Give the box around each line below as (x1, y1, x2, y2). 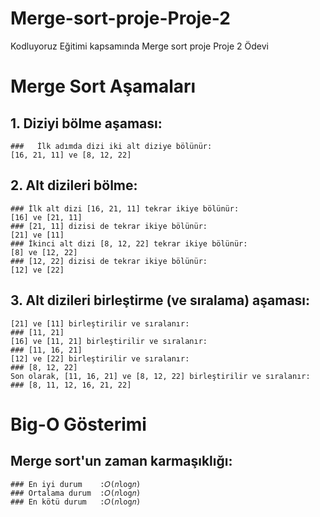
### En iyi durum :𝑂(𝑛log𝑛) (10, 479, 142, 489)
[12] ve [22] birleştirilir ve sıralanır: (10, 353, 190, 364)
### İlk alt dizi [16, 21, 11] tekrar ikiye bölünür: (10, 203, 240, 214)
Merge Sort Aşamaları (10, 75, 197, 98)
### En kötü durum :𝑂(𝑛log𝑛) (10, 497, 142, 507)
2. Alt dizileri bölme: (10, 177, 138, 194)
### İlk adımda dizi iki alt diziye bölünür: (10, 141, 213, 151)
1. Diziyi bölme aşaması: (10, 115, 163, 132)
